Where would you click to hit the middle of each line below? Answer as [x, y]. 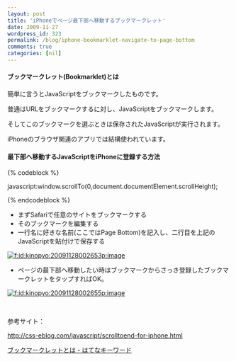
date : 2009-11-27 [33, 27]
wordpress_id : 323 [34, 34]
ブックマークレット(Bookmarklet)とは [63, 77]
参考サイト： [26, 321]
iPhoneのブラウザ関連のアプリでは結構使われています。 [88, 139]
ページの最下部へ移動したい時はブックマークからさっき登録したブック [120, 270]
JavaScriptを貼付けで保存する [61, 241]
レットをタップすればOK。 [69, 279]
